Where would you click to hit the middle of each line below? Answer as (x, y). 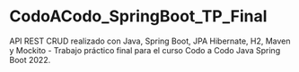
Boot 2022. (30, 60)
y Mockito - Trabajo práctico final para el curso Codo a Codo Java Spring (145, 50)
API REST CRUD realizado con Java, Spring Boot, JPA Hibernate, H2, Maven (150, 41)
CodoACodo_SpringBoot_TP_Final (138, 16)
